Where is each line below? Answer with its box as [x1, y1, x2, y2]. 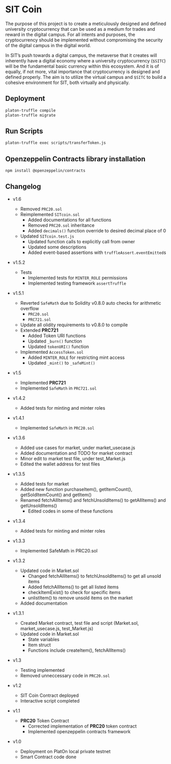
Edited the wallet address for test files [20, 461, 101, 467]
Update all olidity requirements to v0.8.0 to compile [20, 322, 128, 328]
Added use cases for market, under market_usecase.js [20, 444, 135, 451]
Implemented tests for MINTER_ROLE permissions [28, 274, 128, 281]
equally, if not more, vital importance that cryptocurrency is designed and [5, 68, 160, 75]
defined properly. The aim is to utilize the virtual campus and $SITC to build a [5, 74, 166, 80]
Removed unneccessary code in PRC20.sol [20, 672, 110, 678]
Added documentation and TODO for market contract [20, 450, 133, 456]
